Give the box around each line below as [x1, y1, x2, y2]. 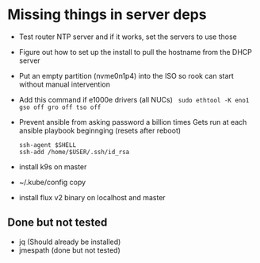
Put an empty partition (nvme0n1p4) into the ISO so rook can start [18, 71, 235, 80]
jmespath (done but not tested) [18, 245, 120, 255]
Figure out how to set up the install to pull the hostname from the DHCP [18, 47, 253, 56]
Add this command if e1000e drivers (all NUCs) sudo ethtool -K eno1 [18, 95, 250, 104]
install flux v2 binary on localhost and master [18, 192, 166, 202]
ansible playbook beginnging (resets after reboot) [18, 126, 182, 135]
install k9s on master [18, 161, 87, 172]
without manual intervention [18, 79, 110, 89]
